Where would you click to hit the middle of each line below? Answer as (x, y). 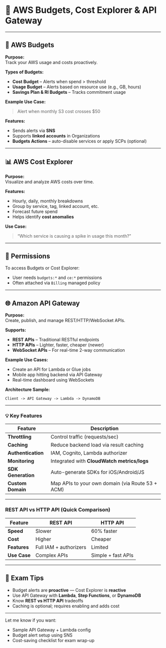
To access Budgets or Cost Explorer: (42, 268)
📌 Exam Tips (24, 578)
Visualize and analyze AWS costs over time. (50, 182)
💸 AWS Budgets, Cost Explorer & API (81, 10)
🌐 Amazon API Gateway (42, 303)
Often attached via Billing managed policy (56, 283)
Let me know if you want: (31, 620)
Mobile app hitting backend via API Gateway (57, 375)
